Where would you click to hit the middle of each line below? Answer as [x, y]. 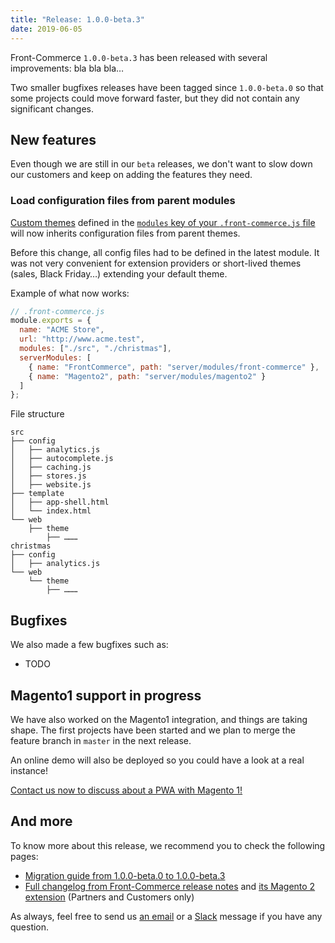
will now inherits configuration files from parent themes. [125, 233]
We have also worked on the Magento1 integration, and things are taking [159, 719]
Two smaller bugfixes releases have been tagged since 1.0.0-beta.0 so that [167, 87]
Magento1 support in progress [106, 695]
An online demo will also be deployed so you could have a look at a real [157, 760]
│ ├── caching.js [51, 467]
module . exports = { [51, 321]
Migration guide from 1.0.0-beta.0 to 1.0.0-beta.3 [125, 875]
